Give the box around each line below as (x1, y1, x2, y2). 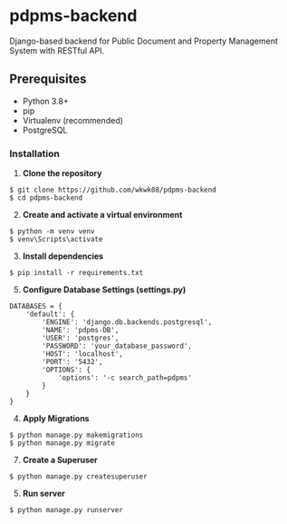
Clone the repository (22, 168, 102, 179)
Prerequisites (9, 72, 87, 87)
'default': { (25, 310, 75, 319)
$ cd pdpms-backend (9, 193, 83, 203)
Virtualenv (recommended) (22, 114, 124, 125)
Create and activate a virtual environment (22, 210, 183, 221)
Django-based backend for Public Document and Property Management (9, 35, 278, 46)
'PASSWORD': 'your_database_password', (42, 341, 193, 351)
